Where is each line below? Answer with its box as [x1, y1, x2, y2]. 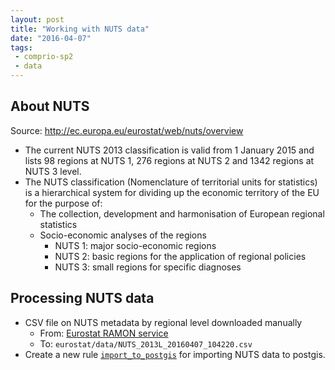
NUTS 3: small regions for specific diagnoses [54, 261, 242, 273]
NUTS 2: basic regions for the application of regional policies [54, 250, 307, 262]
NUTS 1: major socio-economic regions [54, 239, 217, 251]
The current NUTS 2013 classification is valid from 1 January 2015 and [24, 144, 315, 156]
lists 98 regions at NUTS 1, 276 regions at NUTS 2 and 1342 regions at [24, 154, 315, 166]
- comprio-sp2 [14, 52, 74, 62]
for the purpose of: [24, 197, 103, 209]
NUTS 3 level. [24, 165, 82, 177]
